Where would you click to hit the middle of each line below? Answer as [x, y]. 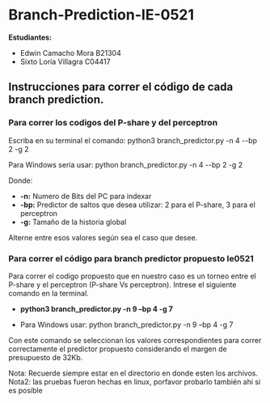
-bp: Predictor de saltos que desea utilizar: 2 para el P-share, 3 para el [138, 205]
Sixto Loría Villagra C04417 [65, 62]
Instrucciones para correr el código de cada [121, 87]
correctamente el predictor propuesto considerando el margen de [118, 349]
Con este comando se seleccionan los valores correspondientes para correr [135, 340]
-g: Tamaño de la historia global [73, 222]
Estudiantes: [30, 37]
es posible [25, 390]
